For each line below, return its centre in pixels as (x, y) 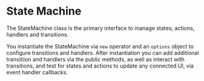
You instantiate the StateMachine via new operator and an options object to (100, 46)
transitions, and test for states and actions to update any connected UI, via (100, 66)
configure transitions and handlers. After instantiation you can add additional (103, 52)
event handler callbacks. (37, 72)
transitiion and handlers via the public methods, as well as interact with (96, 59)
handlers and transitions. (38, 34)
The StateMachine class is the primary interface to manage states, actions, (100, 28)
